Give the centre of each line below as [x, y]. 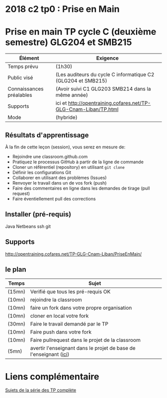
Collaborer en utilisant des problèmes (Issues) [59, 178]
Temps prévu [23, 66]
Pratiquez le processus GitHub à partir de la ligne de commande [78, 162]
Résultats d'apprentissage [47, 135]
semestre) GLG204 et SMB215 [69, 42]
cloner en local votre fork [59, 316]
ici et [61, 103]
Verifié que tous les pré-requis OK [70, 292]
